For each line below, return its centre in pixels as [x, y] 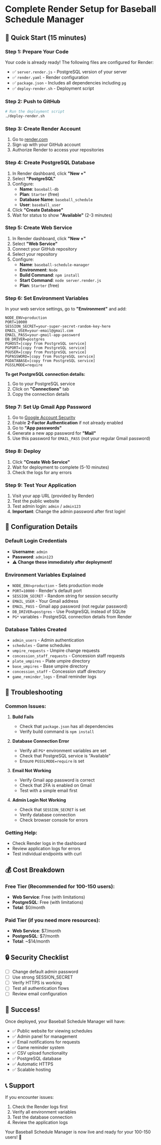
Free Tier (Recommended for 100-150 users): [60, 886]
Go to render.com [30, 140]
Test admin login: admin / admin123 [46, 506]
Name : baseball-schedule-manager [54, 264]
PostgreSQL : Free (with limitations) [48, 902]
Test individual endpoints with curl [47, 854]
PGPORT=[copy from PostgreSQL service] [46, 348]
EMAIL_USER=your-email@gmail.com [39, 331]
